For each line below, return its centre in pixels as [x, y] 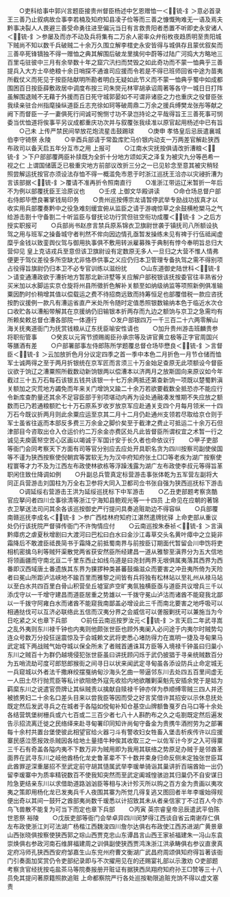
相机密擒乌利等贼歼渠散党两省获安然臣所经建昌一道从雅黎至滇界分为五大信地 [115, 552]
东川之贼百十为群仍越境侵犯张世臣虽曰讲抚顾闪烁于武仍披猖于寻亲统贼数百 [112, 655]
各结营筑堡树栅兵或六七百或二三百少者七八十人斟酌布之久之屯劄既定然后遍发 [115, 715]
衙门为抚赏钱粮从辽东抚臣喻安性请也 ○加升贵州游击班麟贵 [124, 328]
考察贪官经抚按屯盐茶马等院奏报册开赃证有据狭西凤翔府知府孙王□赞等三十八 [115, 869]
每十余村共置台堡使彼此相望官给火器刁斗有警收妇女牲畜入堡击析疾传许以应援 [115, 732]
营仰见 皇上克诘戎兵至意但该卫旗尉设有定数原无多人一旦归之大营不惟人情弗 [113, 251]
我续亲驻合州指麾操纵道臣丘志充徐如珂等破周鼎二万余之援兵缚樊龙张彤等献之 [115, 105]
